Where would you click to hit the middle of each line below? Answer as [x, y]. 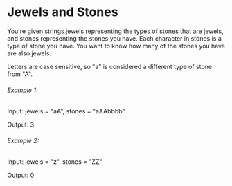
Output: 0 [21, 175]
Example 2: [23, 140]
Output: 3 [21, 124]
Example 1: [23, 90]
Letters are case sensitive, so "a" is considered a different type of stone [110, 66]
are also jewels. [29, 53]
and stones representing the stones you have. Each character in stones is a [114, 38]
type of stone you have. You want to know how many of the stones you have [116, 46]
